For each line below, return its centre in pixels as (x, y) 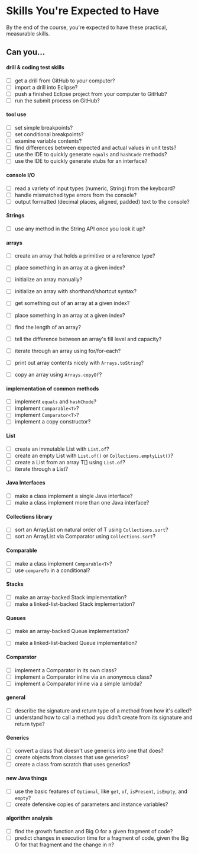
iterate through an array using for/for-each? (68, 351)
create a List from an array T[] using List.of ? (70, 462)
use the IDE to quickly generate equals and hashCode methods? (91, 155)
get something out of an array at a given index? (72, 303)
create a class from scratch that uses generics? (73, 764)
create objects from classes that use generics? (72, 757)
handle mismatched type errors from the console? (76, 195)
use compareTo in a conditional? (52, 570)
